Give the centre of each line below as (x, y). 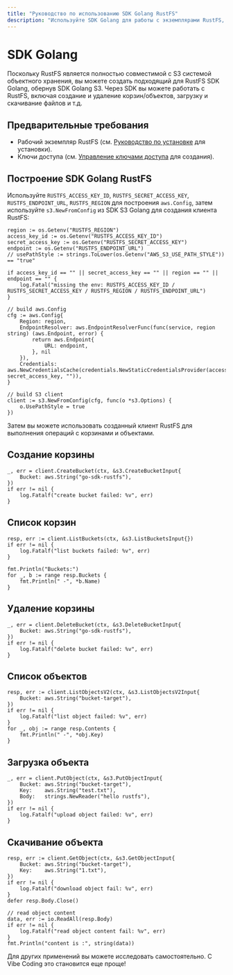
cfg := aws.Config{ (35, 316)
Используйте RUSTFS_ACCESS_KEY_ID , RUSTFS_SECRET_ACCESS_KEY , (98, 195)
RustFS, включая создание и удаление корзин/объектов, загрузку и (107, 96)
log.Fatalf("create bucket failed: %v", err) (87, 495)
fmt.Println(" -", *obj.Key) (62, 735)
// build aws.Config (37, 309)
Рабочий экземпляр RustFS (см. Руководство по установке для (111, 142)
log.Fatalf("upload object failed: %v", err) (87, 815)
